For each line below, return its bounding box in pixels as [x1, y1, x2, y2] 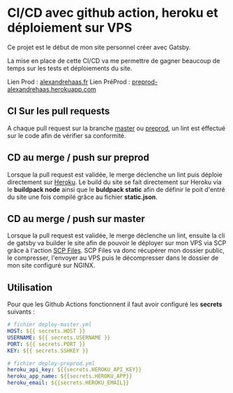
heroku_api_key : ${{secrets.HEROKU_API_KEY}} [7, 366, 142, 373]
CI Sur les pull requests [7, 105, 110, 117]
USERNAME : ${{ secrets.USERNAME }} [7, 334, 111, 341]
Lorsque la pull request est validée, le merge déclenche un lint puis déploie [7, 170, 223, 179]
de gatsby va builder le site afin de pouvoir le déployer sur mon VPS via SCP [7, 239, 227, 247]
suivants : [7, 308, 35, 316]
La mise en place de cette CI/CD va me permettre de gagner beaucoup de [7, 56, 220, 64]
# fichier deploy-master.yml [7, 321, 92, 329]
